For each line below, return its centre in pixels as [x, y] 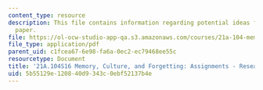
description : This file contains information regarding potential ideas [129, 23]
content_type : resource [47, 15]
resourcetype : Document [47, 59]
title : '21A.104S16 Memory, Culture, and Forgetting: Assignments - [122, 67]
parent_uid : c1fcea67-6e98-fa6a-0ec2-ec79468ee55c [92, 52]
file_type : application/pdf [54, 45]
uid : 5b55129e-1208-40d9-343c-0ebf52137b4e [80, 74]
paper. [26, 30]
